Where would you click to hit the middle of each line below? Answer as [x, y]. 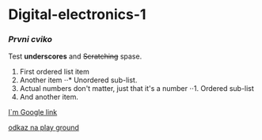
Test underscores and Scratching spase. [75, 56]
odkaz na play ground [44, 127]
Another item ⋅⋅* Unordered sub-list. [78, 80]
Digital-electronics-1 [77, 15]
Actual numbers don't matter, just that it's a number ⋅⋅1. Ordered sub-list [137, 89]
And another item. [49, 97]
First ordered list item [54, 72]
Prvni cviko [30, 40]
